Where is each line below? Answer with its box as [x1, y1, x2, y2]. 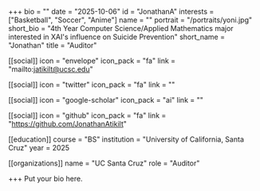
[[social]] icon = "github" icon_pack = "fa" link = [8, 111, 167, 120]
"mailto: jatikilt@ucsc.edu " [8, 64, 93, 74]
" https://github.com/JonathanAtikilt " [8, 119, 128, 128]
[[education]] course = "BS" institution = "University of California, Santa [8, 134, 245, 144]
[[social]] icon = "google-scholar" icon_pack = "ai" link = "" [8, 95, 203, 104]
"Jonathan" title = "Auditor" [8, 41, 97, 50]
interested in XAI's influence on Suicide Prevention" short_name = [8, 32, 226, 41]
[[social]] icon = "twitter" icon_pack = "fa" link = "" [8, 80, 175, 89]
